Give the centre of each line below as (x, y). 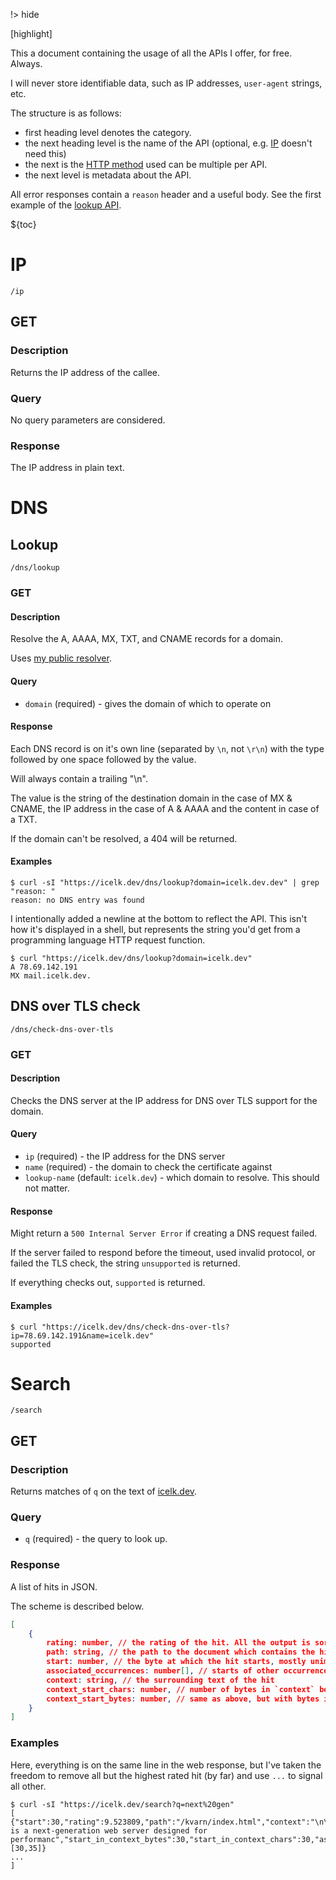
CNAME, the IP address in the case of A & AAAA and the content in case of (165, 808)
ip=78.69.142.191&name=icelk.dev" (82, 1335)
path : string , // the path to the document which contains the (181, 1652)
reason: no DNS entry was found (77, 900)
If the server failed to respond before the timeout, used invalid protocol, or (163, 1253)
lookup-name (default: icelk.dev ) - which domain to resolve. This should (172, 1178)
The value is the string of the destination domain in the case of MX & (151, 798)
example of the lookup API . (66, 205)
